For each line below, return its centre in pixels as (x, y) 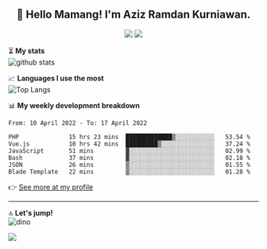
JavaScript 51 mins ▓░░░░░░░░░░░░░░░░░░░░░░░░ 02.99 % (129, 151)
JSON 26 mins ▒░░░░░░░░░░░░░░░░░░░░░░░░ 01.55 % (129, 165)
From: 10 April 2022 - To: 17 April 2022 (78, 123)
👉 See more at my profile (51, 187)
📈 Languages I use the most (56, 78)
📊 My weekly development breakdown (74, 105)
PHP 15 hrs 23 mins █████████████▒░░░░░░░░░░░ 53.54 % (129, 137)
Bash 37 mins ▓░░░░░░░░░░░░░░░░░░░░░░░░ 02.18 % (129, 158)
